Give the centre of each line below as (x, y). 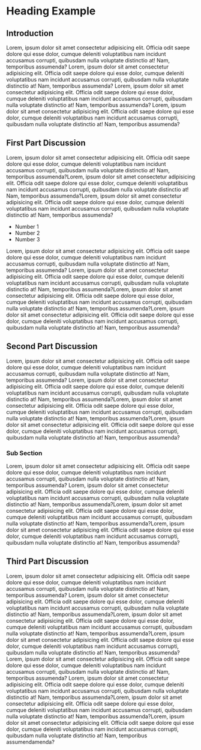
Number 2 (27, 233)
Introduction (30, 33)
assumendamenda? (31, 742)
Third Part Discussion (47, 562)
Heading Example (51, 11)
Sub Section (24, 453)
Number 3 (27, 239)
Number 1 (27, 226)
